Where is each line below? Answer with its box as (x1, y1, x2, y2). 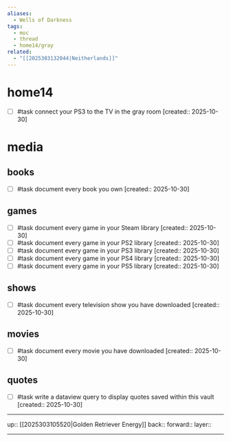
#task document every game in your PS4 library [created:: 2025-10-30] (16, 254, 220, 262)
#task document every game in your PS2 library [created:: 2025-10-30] (16, 238, 220, 246)
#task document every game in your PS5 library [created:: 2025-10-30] (16, 262, 219, 270)
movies (7, 328, 40, 340)
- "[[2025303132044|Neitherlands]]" (13, 55, 118, 62)
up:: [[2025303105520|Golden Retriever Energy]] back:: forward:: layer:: (7, 420, 212, 428)
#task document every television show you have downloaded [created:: (16, 300, 220, 308)
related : (7, 49, 32, 56)
